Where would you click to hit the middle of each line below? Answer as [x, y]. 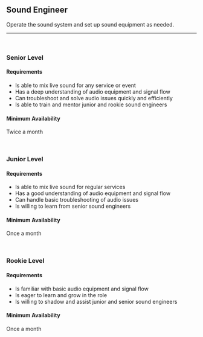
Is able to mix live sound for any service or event [75, 85]
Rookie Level [25, 261]
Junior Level [25, 159]
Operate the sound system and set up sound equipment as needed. [90, 24]
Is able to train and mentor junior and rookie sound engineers [91, 104]
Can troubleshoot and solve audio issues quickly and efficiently [94, 98]
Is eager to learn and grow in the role [61, 295]
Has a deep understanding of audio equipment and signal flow [92, 91]
